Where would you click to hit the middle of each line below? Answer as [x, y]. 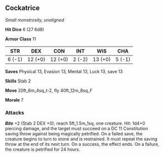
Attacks [15, 112]
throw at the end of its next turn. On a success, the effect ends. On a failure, [82, 144]
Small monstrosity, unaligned [35, 20]
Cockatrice [23, 8]
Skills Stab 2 [18, 81]
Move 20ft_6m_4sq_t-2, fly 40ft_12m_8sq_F [49, 90]
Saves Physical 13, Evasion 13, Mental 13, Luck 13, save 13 [64, 71]
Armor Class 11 [20, 39]
